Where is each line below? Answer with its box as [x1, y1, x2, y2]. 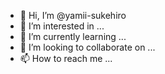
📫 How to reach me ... [19, 53, 113, 64]
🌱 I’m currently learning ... [19, 31, 127, 42]
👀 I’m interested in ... [19, 20, 105, 32]
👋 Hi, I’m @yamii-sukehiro [19, 10, 127, 21]
